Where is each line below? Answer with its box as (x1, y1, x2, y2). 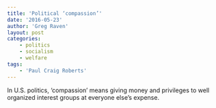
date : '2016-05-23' (7, 16, 63, 23)
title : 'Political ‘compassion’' (7, 10, 103, 17)
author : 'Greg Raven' (7, 23, 69, 29)
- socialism (19, 49, 53, 55)
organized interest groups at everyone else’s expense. (7, 93, 159, 101)
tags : (7, 61, 23, 68)
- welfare (19, 55, 48, 62)
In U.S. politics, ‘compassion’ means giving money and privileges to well (7, 86, 210, 94)
